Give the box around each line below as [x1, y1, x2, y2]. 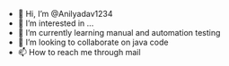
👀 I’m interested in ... [17, 18, 94, 29]
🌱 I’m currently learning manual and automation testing [17, 28, 221, 37]
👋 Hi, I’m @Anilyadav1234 [17, 9, 113, 19]
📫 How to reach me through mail [17, 47, 141, 57]
